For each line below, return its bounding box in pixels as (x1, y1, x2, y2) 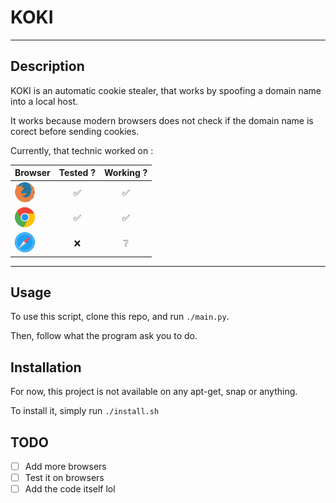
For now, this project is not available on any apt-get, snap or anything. (10, 386, 298, 398)
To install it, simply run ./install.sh (10, 405, 160, 417)
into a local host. (10, 95, 79, 107)
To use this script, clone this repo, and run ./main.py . (10, 311, 230, 323)
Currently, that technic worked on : (10, 144, 154, 156)
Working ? (104, 167, 148, 179)
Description (10, 58, 85, 75)
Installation (10, 359, 82, 376)
